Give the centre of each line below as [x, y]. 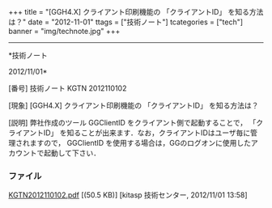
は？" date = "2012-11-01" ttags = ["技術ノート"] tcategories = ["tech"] [126, 22]
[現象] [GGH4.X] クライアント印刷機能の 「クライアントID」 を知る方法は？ [134, 105]
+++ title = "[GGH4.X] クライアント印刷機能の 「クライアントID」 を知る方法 [136, 12]
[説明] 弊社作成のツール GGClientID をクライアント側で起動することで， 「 [132, 123]
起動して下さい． [72, 153]
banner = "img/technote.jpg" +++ [64, 31]
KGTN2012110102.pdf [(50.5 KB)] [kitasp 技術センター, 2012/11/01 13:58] [128, 195]
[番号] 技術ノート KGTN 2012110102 [68, 88]
